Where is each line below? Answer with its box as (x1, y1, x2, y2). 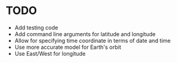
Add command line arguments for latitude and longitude (14, 30, 156, 37)
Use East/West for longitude (14, 50, 86, 57)
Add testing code (14, 24, 59, 31)
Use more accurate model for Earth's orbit (14, 43, 121, 51)
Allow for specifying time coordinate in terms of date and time (14, 37, 171, 44)
